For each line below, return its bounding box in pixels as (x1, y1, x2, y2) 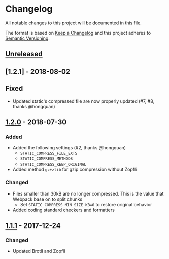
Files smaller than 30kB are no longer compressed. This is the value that (12, 190, 164, 197)
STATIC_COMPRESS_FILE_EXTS (20, 151, 78, 156)
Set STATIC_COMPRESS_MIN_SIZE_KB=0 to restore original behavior (20, 201, 152, 207)
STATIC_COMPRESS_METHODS (20, 156, 73, 161)
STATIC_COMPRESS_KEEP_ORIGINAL (20, 162, 87, 167)
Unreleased (5, 50, 43, 58)
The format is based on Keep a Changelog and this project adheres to (5, 29, 151, 36)
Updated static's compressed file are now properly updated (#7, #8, (12, 98, 155, 104)
